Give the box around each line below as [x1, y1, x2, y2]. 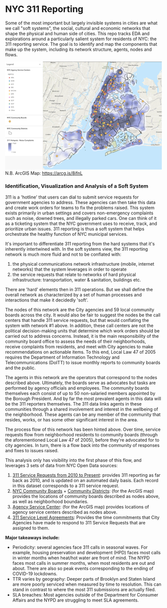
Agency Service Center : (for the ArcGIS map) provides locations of [12, 504, 149, 509]
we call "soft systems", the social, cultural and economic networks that [5, 25, 151, 31]
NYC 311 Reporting [5, 3, 83, 15]
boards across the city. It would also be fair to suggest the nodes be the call [5, 312, 161, 318]
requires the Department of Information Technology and [5, 354, 120, 360]
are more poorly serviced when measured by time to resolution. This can [12, 581, 162, 587]
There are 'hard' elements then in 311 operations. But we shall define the [5, 286, 153, 292]
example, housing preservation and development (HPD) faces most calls [12, 549, 161, 555]
